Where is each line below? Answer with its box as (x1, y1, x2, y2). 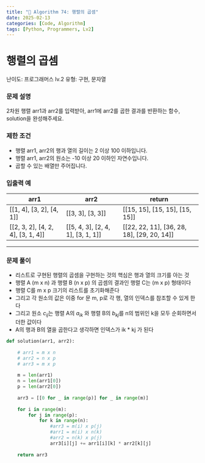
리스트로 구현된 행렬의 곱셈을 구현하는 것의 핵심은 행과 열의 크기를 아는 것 (15, 271, 190, 279)
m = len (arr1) (17, 372, 53, 379)
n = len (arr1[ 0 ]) (17, 378, 62, 384)
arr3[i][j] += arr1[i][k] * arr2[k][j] (49, 440, 151, 447)
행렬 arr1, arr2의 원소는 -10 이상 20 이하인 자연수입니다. (15, 154, 149, 162)
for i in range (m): (17, 406, 67, 412)
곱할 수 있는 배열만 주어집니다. (15, 162, 87, 169)
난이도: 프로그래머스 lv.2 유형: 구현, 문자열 (6, 76, 107, 83)
